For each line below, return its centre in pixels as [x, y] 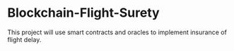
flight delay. [24, 39]
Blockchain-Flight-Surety [84, 13]
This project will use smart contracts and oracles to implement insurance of [117, 32]
